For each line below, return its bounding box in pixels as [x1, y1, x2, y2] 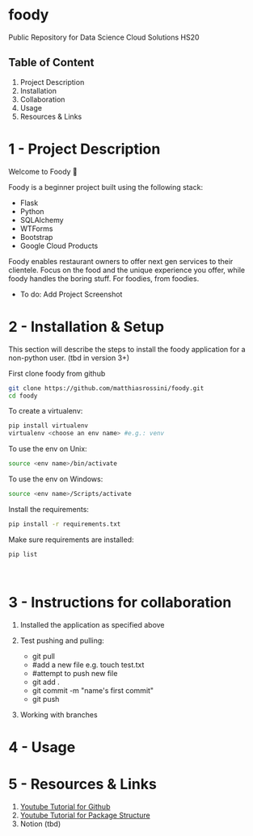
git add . [32, 677, 61, 687]
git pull [32, 651, 55, 661]
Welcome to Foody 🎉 [8, 166, 78, 176]
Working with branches [19, 709, 99, 720]
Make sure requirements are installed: [8, 535, 135, 544]
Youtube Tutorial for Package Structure [19, 810, 151, 820]
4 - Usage [8, 737, 76, 756]
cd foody [8, 392, 38, 400]
